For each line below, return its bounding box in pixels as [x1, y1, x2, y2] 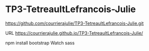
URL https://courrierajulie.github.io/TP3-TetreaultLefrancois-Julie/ [5, 30, 143, 36]
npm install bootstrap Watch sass [5, 39, 75, 46]
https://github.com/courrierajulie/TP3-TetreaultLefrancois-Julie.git [5, 20, 144, 26]
